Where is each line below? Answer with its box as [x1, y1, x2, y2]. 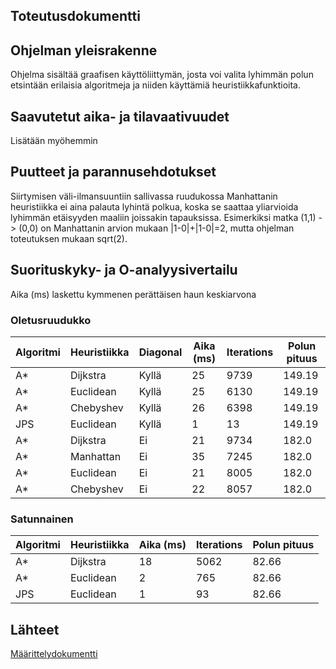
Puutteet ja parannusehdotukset [10, 164, 217, 181]
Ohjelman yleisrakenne [10, 42, 158, 59]
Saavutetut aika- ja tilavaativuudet [10, 108, 230, 125]
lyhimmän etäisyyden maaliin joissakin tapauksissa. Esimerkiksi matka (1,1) [10, 211, 317, 223]
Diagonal [138, 345, 183, 359]
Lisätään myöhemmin [10, 135, 98, 147]
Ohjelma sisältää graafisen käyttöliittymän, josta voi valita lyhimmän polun [10, 69, 314, 81]
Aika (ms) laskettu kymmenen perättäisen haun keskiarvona [10, 288, 257, 300]
